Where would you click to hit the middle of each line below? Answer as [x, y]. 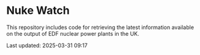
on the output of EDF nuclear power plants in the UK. [73, 33]
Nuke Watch [38, 11]
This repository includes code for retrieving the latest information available [100, 27]
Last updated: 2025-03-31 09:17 [47, 45]
